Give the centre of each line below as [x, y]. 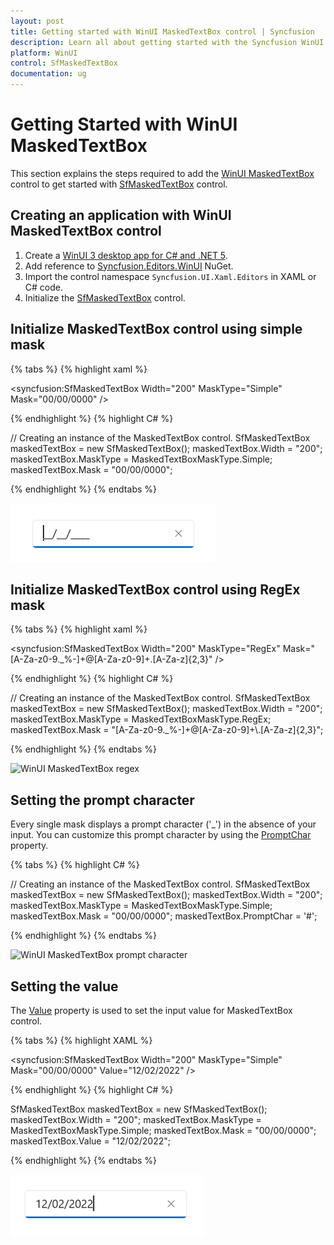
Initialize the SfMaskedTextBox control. [105, 297]
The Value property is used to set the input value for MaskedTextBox [151, 1010]
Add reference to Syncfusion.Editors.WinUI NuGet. [129, 266]
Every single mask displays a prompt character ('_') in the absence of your [163, 824]
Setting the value [64, 986]
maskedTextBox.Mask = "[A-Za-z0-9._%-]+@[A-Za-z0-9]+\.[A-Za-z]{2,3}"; [167, 730]
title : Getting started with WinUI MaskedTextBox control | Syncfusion [162, 31]
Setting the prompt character [102, 800]
